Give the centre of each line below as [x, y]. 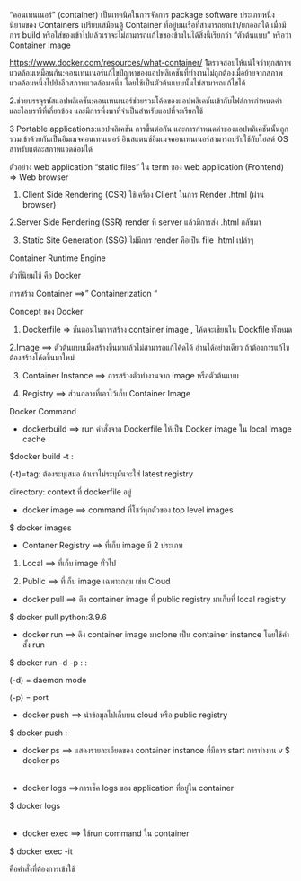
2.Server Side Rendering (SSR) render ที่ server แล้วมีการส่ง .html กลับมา [135, 222]
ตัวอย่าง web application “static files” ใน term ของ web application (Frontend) [147, 167]
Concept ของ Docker [46, 311]
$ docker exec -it [41, 851]
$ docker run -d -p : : [49, 663]
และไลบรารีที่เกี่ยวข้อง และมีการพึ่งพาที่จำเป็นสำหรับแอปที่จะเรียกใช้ [106, 111]
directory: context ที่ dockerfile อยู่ [71, 492]
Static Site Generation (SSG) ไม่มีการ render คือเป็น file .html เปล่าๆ [138, 240]
